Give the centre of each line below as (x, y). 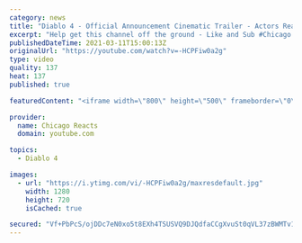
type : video (31, 59)
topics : (24, 150)
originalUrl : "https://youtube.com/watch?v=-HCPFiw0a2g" (118, 51)
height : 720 (48, 200)
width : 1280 (48, 191)
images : (24, 175)
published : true (40, 85)
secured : (26, 225)
